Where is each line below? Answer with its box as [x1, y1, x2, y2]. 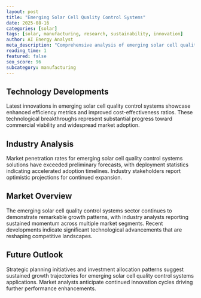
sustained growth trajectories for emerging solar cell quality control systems [6, 272, 194, 279]
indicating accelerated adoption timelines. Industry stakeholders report [6, 168, 181, 174]
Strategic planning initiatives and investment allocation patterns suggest [6, 266, 184, 273]
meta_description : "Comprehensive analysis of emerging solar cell [6, 42, 178, 48]
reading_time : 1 [6, 48, 47, 54]
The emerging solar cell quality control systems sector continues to [6, 207, 172, 214]
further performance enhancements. [6, 285, 97, 292]
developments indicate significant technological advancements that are [6, 226, 182, 233]
